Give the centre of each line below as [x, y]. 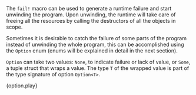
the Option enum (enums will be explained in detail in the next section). [92, 51]
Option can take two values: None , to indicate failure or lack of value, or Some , [98, 62]
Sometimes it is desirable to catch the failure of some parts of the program [97, 38]
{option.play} [22, 86]
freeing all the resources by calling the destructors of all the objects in [91, 21]
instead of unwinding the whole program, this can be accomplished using [95, 44]
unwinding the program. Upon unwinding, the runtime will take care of [91, 15]
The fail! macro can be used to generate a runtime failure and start [89, 8]
